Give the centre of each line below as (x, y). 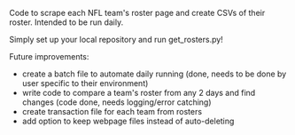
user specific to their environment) (85, 83)
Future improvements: (49, 56)
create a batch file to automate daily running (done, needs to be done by (154, 74)
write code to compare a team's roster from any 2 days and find (139, 93)
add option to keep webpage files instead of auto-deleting (128, 121)
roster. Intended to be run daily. (66, 22)
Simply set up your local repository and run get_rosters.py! (116, 40)
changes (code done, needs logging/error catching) (116, 102)
